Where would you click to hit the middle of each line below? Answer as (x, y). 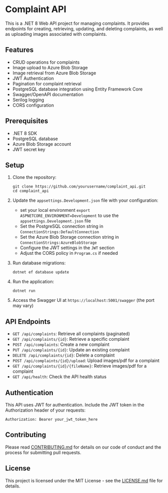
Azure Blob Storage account (42, 144)
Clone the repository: (34, 177)
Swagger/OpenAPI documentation (48, 94)
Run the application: (33, 282)
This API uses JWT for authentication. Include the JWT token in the (75, 405)
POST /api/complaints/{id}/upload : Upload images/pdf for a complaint (86, 361)
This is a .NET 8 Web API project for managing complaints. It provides (77, 23)
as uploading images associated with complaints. (56, 34)
